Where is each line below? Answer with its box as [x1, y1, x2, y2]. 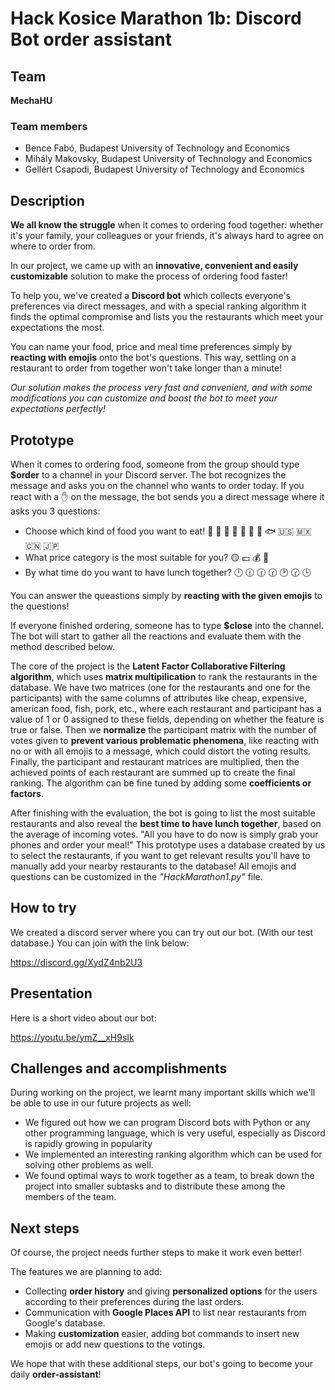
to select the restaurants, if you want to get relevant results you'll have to [10, 849, 311, 861]
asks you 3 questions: [10, 505, 101, 517]
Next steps [10, 1220, 80, 1237]
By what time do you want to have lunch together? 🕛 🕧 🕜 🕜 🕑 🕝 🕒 [24, 566, 312, 578]
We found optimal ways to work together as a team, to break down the [24, 1170, 315, 1182]
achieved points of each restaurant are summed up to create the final [10, 766, 296, 778]
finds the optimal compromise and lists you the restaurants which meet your [10, 311, 324, 323]
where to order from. [10, 240, 97, 252]
